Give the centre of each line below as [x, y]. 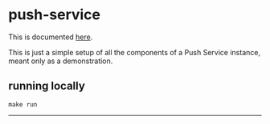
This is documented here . [51, 37]
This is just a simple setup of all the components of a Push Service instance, [135, 52]
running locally [47, 86]
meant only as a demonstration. [61, 61]
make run [23, 104]
